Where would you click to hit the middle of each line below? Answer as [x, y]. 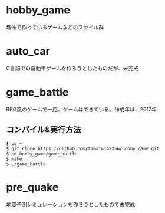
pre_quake [32, 187]
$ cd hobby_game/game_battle [42, 154]
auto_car [28, 51]
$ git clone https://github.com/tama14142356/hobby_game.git [83, 148]
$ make [14, 159]
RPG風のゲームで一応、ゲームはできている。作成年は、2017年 [82, 109]
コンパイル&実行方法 [44, 130]
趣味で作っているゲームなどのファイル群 [55, 27]
